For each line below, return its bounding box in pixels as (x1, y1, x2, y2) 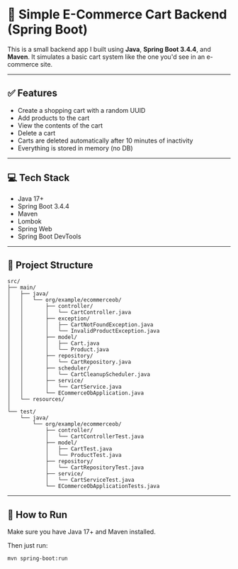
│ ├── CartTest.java (45, 446, 113, 453)
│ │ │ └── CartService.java (7, 383, 122, 391)
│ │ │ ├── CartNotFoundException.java (7, 321, 154, 328)
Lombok (17, 216, 42, 226)
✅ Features (7, 87, 58, 99)
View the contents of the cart (17, 121, 103, 130)
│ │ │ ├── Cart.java (7, 340, 100, 347)
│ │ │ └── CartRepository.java (7, 358, 132, 366)
